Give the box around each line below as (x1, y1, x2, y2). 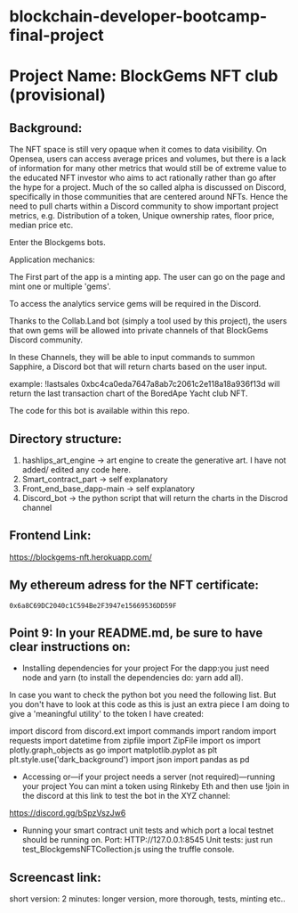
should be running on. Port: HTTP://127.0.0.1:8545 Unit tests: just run (21, 835, 273, 845)
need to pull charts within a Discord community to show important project (9, 201, 278, 211)
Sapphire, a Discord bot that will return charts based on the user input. (9, 361, 268, 372)
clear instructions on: (9, 639, 131, 654)
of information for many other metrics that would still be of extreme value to (9, 163, 287, 174)
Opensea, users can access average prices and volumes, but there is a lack (9, 153, 286, 164)
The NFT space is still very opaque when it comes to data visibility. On (9, 144, 267, 155)
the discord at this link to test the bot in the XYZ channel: (21, 791, 231, 802)
